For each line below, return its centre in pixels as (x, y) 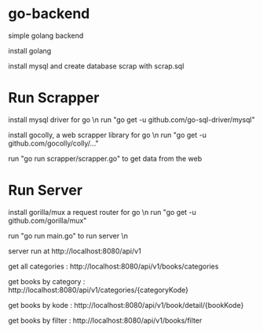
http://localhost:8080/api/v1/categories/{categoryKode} (99, 290)
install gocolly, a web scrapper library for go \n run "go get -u (107, 135)
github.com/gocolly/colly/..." (54, 143)
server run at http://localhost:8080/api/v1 (75, 251)
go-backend (49, 14)
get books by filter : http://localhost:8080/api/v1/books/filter (105, 320)
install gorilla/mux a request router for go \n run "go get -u (102, 212)
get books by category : (47, 281)
